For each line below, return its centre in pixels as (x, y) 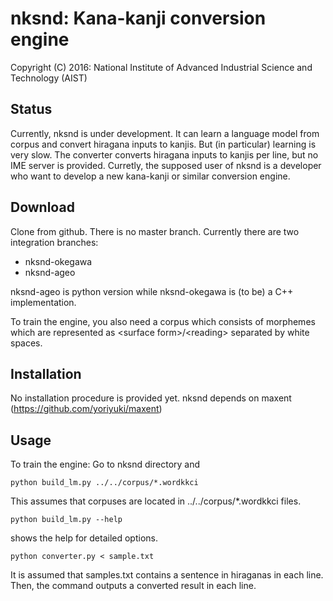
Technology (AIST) (49, 78)
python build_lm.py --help (66, 520)
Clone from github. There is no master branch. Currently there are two (155, 231)
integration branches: (54, 242)
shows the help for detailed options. (84, 538)
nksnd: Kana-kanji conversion (138, 18)
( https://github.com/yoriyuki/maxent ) (86, 409)
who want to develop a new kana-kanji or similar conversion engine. (150, 176)
